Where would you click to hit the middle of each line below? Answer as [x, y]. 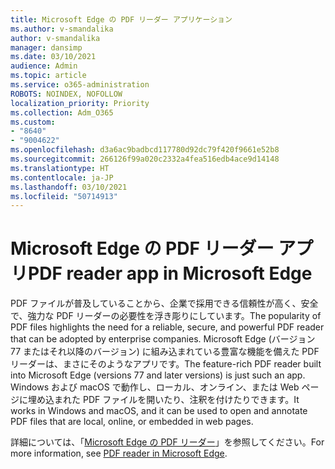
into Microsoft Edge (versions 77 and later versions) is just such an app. [158, 375]
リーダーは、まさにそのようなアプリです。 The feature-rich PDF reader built [166, 364]
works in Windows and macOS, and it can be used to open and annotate [159, 411]
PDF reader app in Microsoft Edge [170, 273]
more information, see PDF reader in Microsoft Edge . [119, 453]
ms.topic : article [48, 76]
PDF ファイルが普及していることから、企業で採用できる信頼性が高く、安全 [164, 303]
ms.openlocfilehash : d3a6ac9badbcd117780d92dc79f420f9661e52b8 [145, 150]
